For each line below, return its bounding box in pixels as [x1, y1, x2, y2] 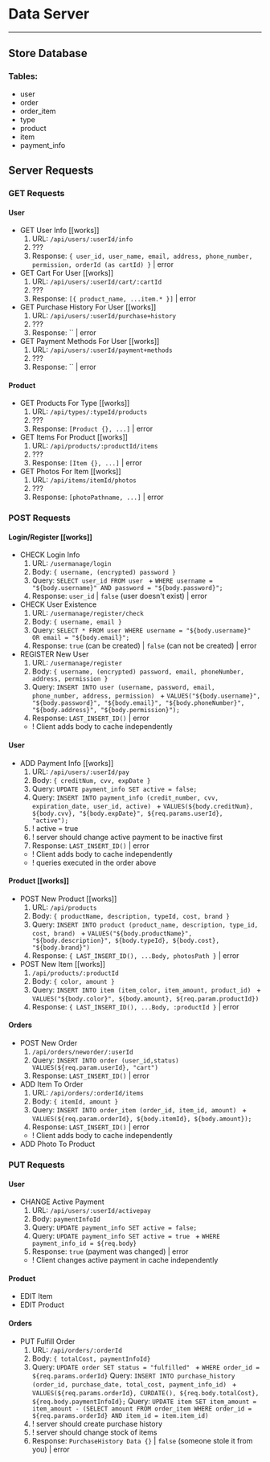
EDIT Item [19, 1292, 53, 1301]
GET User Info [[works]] [19, 226, 100, 235]
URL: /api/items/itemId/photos [31, 475, 137, 485]
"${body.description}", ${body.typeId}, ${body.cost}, [31, 936, 219, 944]
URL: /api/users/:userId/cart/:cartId [31, 276, 162, 286]
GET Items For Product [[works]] [19, 432, 129, 442]
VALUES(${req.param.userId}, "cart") [31, 1064, 159, 1072]
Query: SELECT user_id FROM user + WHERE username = [31, 575, 213, 585]
